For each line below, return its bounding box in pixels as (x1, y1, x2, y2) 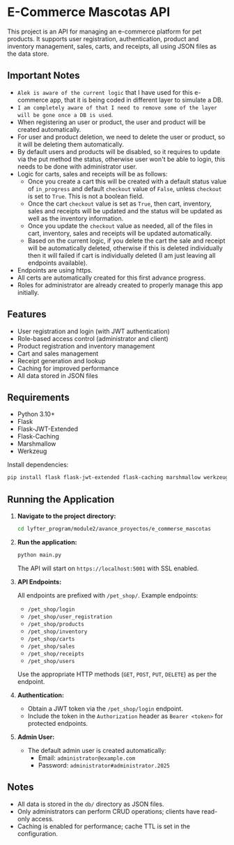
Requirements (7, 391, 70, 403)
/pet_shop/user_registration (27, 613, 113, 621)
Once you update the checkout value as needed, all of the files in (27, 221, 213, 230)
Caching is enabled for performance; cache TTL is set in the (17, 822, 190, 830)
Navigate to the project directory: (17, 512, 116, 520)
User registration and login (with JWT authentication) (17, 327, 171, 335)
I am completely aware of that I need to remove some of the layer (17, 104, 217, 112)
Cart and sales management (17, 349, 99, 358)
